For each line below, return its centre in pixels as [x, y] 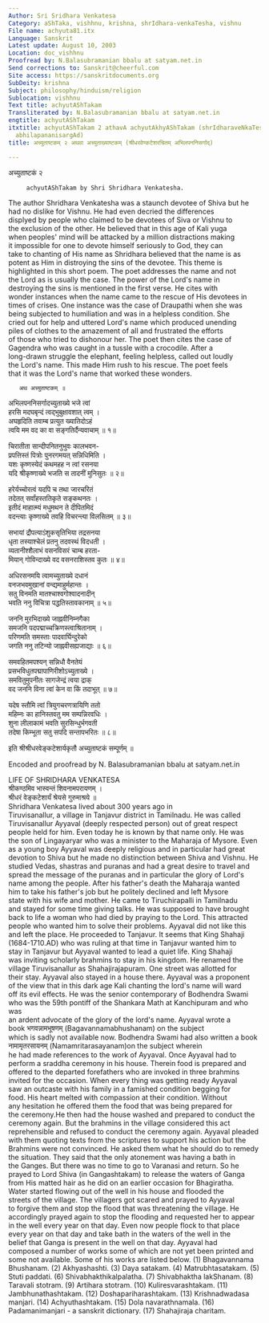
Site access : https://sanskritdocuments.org [84, 75]
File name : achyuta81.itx [51, 31]
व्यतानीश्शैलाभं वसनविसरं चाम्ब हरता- [54, 550]
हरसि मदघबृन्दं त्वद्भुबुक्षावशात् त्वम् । [54, 412]
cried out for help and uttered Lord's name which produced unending [122, 322]
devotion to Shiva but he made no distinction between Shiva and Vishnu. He [133, 857]
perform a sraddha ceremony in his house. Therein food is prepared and [127, 1063]
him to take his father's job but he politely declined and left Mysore [118, 891]
